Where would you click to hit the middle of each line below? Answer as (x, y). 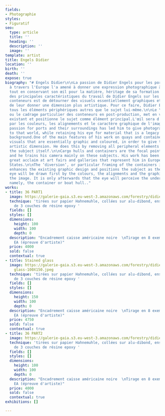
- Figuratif (17, 23)
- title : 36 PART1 (24, 192)
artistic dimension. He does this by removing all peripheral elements (84, 147)
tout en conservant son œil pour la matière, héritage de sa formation (84, 92)
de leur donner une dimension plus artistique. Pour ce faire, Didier (83, 105)
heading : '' (22, 42)
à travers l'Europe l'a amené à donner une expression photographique (83, 87)
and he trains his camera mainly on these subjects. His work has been (84, 156)
